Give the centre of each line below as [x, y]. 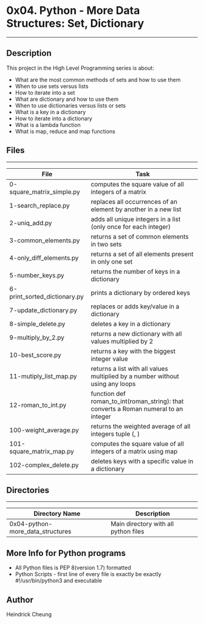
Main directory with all [142, 524]
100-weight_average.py [44, 430]
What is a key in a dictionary [50, 112]
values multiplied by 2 [122, 341]
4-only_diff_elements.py [44, 257]
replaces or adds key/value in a [135, 306]
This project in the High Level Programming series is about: [80, 68]
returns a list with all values [129, 368]
